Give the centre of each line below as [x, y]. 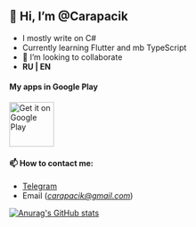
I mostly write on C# [59, 38]
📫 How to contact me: [51, 163]
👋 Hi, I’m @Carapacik [69, 17]
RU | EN [37, 66]
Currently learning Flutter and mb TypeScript [104, 47]
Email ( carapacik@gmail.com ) [78, 196]
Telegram [40, 186]
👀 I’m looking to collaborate [72, 57]
